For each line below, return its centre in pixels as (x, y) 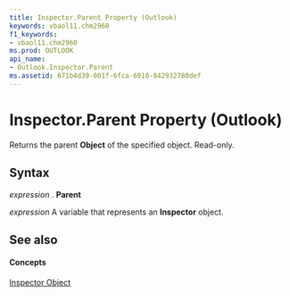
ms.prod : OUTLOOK (41, 51)
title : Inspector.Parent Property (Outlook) (93, 17)
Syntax (29, 173)
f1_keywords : (33, 34)
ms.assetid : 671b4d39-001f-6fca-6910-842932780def (105, 76)
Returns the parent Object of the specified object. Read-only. (122, 145)
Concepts (28, 262)
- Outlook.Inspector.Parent (62, 68)
